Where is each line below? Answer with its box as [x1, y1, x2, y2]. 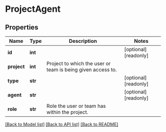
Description [69, 38, 97, 44]
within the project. [46, 109, 88, 115]
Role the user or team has [46, 102, 106, 109]
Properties [5, 23, 39, 32]
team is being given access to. [46, 66, 117, 73]
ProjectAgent [5, 3, 61, 15]
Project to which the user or [46, 60, 111, 67]
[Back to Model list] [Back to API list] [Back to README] [5, 122, 119, 127]
